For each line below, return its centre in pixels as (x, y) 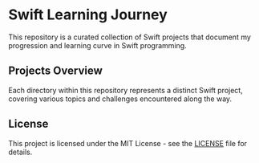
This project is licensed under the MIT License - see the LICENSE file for (127, 143)
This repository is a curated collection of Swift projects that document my (129, 37)
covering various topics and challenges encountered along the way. (120, 99)
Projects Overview (55, 71)
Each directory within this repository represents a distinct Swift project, (125, 90)
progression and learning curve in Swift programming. (97, 45)
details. (20, 152)
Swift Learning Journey (88, 15)
